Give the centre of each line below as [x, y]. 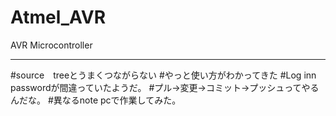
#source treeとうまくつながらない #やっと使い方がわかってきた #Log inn [163, 75]
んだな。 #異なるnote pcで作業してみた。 [96, 100]
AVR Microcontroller [51, 45]
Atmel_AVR [58, 17]
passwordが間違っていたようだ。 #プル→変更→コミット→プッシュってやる [165, 87]
